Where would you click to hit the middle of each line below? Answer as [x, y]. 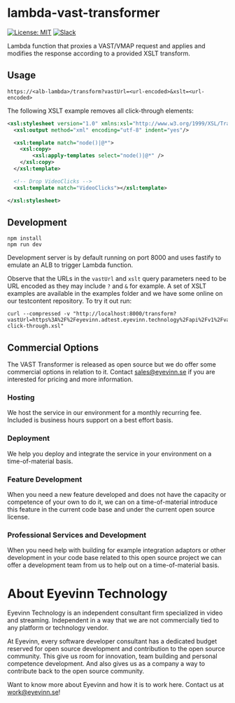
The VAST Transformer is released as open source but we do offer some [112, 364]
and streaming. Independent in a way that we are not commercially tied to [113, 620]
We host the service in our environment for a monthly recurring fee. [104, 413]
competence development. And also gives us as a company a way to [106, 664]
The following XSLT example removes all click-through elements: [100, 111]
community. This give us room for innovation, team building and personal [113, 656]
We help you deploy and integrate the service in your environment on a [109, 453]
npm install [24, 239]
